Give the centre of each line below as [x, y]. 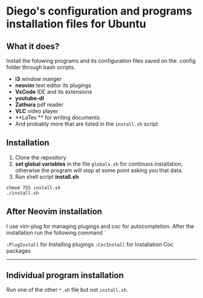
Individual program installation [65, 275]
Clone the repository [40, 157]
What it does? [33, 46]
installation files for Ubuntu [76, 24]
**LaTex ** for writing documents [57, 117]
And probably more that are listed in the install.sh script [86, 124]
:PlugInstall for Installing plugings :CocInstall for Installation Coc [90, 244]
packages [19, 251]
